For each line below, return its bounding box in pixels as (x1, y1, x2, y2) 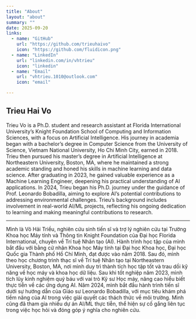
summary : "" (6, 19, 35, 25)
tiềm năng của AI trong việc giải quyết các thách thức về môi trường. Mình (6, 294, 184, 301)
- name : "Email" (11, 68, 51, 74)
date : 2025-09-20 (6, 25, 48, 31)
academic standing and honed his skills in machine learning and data (6, 165, 172, 172)
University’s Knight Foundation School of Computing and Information (6, 128, 171, 135)
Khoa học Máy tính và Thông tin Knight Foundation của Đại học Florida (6, 232, 176, 239)
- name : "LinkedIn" (11, 52, 59, 58)
